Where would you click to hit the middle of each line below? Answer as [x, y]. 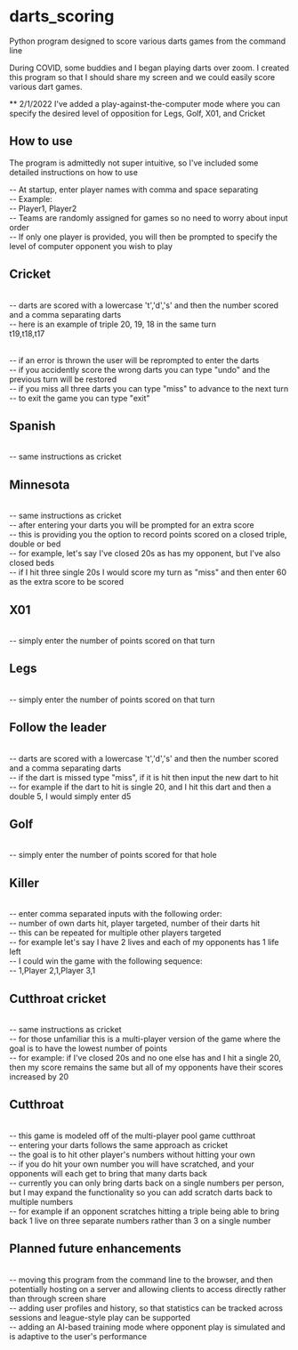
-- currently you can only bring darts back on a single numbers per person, [147, 1183]
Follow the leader [58, 728]
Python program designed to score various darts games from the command [148, 41]
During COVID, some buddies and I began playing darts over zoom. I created [149, 68]
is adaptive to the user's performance [78, 1336]
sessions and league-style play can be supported [100, 1317]
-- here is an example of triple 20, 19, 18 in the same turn [113, 324]
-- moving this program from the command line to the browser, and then [141, 1280]
